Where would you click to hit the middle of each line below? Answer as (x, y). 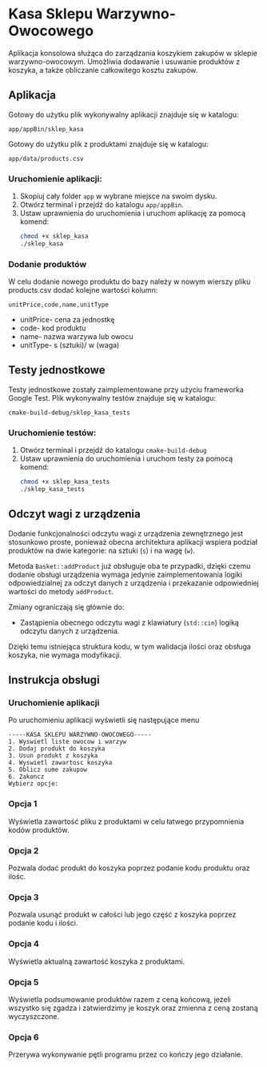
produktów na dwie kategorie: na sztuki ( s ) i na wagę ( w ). (102, 550)
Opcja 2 (24, 850)
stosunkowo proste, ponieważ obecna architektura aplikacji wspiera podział (133, 541)
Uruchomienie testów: (52, 433)
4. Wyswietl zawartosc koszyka (60, 763)
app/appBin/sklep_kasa (46, 129)
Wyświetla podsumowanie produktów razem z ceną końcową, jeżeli (120, 999)
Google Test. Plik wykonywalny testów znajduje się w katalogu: (112, 398)
